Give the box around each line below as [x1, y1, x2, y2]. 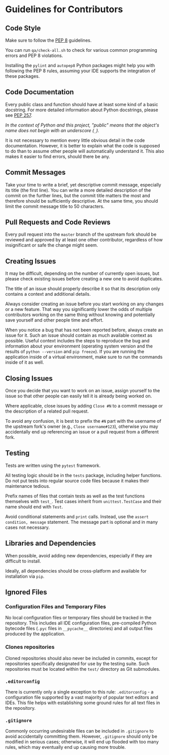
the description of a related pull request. [5, 408, 89, 415]
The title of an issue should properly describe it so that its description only [5, 286, 160, 292]
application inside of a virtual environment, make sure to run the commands [5, 354, 163, 360]
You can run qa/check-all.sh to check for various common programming [5, 47, 158, 53]
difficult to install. [5, 558, 41, 564]
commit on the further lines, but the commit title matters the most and [5, 192, 150, 199]
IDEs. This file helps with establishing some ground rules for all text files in [5, 700, 160, 706]
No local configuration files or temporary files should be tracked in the [5, 615, 152, 621]
